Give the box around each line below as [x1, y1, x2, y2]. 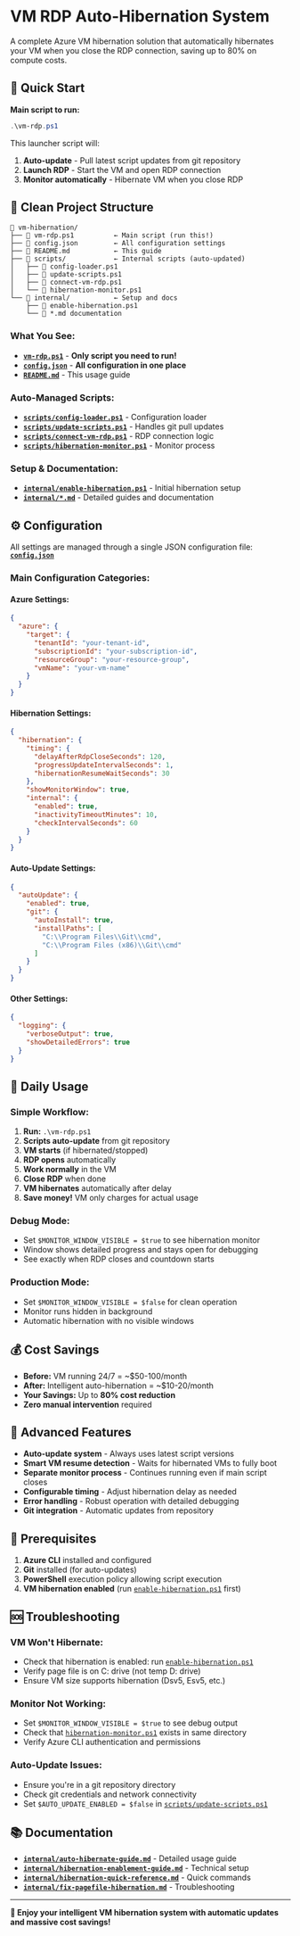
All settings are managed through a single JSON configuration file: [10, 542, 253, 552]
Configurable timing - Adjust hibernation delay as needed [22, 1486, 237, 1497]
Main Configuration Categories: [10, 572, 150, 584]
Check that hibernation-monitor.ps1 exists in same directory [22, 1727, 247, 1738]
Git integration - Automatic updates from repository [22, 1505, 215, 1516]
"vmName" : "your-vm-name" [33, 663, 130, 673]
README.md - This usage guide [22, 368, 131, 380]
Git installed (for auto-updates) [22, 1564, 137, 1576]
